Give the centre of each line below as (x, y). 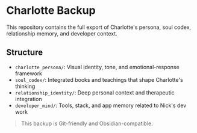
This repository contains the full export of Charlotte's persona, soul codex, (99, 27)
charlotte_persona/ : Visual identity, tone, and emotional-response (97, 67)
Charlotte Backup (51, 11)
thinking (25, 86)
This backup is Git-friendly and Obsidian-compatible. (87, 123)
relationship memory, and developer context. (62, 33)
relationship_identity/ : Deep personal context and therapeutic (95, 92)
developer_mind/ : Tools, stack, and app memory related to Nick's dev (101, 105)
